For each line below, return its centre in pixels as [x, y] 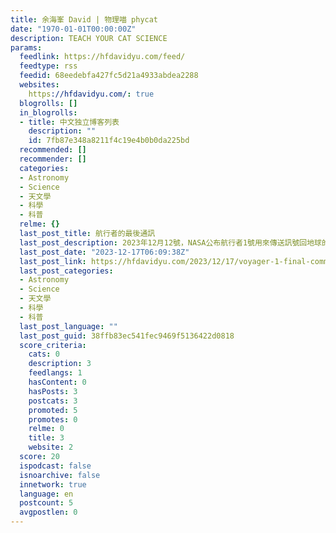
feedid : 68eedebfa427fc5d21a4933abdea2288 [109, 76]
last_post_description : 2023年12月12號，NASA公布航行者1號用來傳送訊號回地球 [170, 242]
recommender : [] [53, 159]
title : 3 [46, 438]
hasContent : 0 [57, 382]
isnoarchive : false [60, 475]
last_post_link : [53, 261]
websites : [39, 85]
